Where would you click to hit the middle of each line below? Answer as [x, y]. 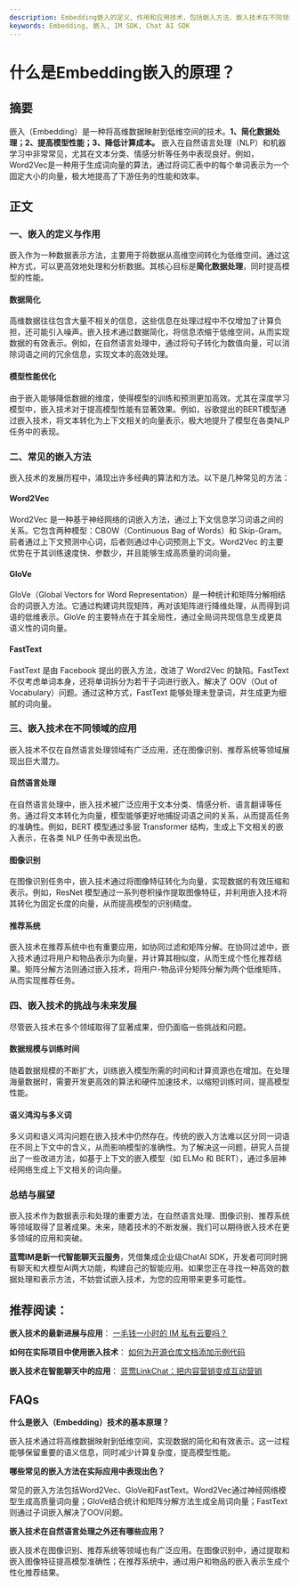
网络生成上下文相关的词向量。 [71, 1170]
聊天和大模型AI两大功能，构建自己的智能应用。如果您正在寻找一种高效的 [149, 1268]
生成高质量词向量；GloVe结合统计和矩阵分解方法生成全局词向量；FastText [152, 1501]
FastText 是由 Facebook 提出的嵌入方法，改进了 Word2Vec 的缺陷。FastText [149, 670]
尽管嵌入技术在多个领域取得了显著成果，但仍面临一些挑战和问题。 [130, 1027]
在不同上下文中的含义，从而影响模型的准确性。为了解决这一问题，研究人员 [145, 1147]
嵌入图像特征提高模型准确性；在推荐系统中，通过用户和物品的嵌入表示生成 [145, 1562]
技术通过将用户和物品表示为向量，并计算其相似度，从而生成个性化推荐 [145, 958]
